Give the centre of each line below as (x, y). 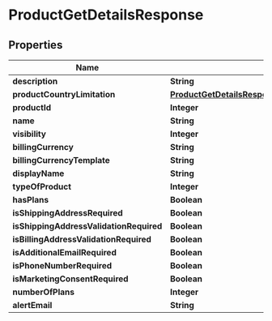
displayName (38, 173)
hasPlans (31, 200)
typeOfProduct (42, 186)
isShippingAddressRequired (68, 213)
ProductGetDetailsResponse (106, 15)
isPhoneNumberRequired (62, 265)
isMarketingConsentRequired (70, 279)
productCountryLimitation (64, 94)
